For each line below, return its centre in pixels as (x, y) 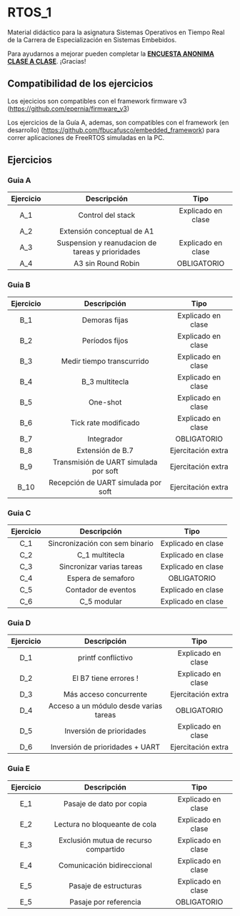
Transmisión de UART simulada (105, 462)
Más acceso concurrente (105, 695)
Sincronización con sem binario (101, 544)
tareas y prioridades (106, 252)
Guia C (19, 513)
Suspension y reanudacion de (107, 243)
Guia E (19, 769)
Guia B (19, 285)
